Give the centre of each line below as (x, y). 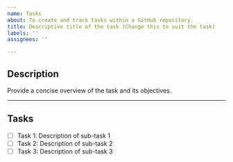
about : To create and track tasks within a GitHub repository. (101, 20)
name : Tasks (24, 14)
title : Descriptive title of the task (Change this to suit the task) (111, 26)
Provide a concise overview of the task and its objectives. (89, 90)
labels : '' (23, 33)
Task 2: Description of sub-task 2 (65, 143)
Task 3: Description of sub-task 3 (65, 151)
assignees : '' (28, 40)
